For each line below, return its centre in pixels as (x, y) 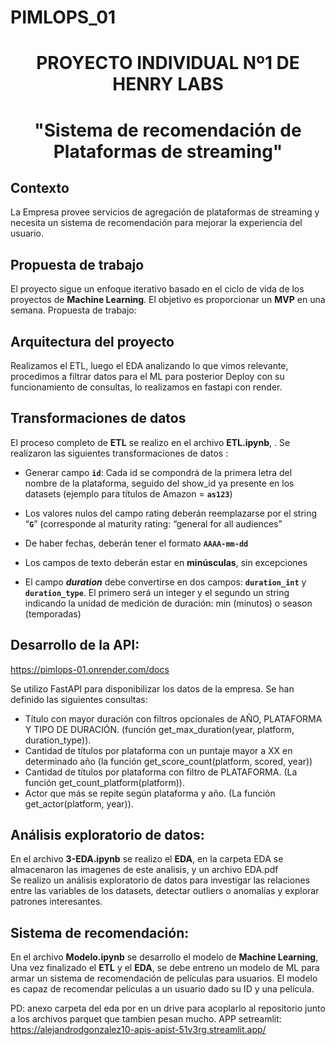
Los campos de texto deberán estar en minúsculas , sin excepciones (166, 562)
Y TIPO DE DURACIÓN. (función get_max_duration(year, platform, (159, 729)
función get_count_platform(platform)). (104, 782)
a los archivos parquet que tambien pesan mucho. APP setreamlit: (146, 1019)
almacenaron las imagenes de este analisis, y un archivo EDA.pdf (144, 870)
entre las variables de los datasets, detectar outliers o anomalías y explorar (165, 891)
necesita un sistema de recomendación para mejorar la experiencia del (156, 223)
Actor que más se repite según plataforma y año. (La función (150, 793)
